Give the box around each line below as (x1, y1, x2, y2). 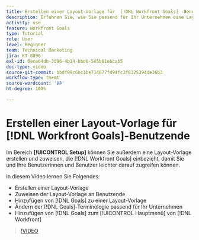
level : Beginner (6, 42, 46, 48)
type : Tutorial (6, 31, 44, 37)
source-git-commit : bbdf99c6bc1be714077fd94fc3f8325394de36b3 (6, 69, 163, 75)
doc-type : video (6, 63, 46, 70)
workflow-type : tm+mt (6, 75, 60, 81)
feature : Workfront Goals (6, 25, 70, 31)
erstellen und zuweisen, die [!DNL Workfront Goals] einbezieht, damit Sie (6, 155, 185, 162)
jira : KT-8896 (6, 53, 41, 59)
